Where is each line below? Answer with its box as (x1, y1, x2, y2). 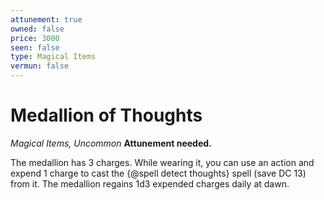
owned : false (10, 24, 65, 34)
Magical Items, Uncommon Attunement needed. (10, 137, 212, 149)
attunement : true (10, 14, 83, 25)
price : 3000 (10, 33, 60, 43)
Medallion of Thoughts (10, 104, 203, 127)
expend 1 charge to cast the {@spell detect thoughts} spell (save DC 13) (10, 167, 307, 179)
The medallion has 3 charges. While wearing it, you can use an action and (10, 156, 315, 168)
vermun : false (10, 61, 70, 71)
